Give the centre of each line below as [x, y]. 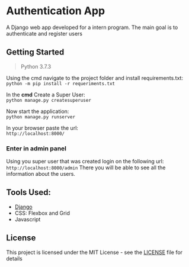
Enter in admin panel [36, 148]
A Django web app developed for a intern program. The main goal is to [92, 27]
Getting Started [35, 52]
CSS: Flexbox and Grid [42, 213]
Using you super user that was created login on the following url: [85, 162]
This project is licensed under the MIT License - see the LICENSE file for [94, 252]
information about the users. [41, 174]
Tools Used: [29, 193]
